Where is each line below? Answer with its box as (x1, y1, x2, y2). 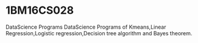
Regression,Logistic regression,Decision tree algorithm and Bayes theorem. (5, 29, 193, 36)
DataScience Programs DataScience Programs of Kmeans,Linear (5, 23, 167, 30)
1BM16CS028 (5, 4, 74, 17)
